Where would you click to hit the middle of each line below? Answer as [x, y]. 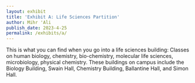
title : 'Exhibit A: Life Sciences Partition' [63, 17]
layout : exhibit [26, 11]
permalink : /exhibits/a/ [37, 33]
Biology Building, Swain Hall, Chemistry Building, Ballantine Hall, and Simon [97, 68]
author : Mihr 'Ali [29, 22]
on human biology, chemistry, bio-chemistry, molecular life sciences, [90, 56]
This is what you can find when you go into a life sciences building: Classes [98, 50]
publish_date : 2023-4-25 [37, 28]
